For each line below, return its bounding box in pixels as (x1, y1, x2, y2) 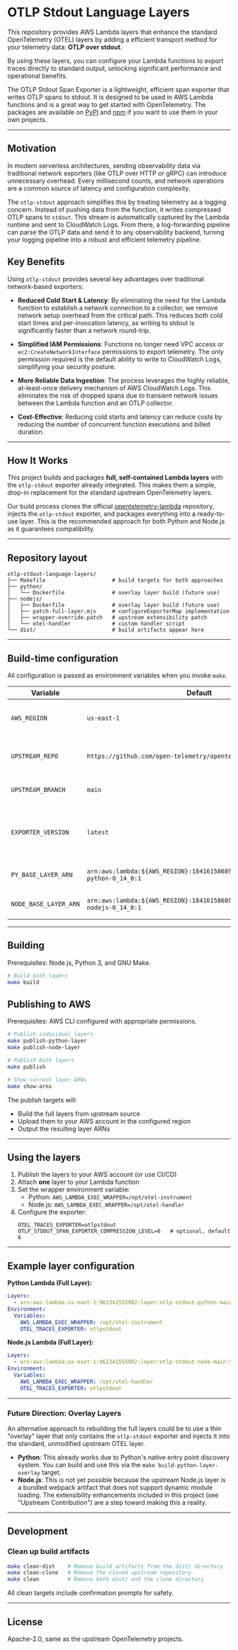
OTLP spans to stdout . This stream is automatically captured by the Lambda (7, 213, 229, 221)
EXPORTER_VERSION (11, 828, 69, 836)
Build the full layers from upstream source (17, 1109, 140, 1118)
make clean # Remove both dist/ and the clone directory (7, 1576, 204, 1583)
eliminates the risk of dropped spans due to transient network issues (17, 391, 218, 400)
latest (86, 828, 109, 836)
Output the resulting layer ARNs (17, 1124, 110, 1133)
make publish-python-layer (7, 1037, 87, 1045)
